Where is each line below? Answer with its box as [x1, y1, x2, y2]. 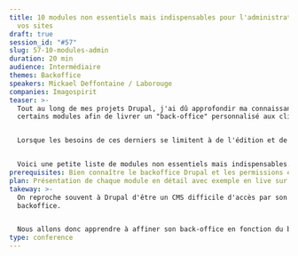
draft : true [9, 29, 53, 38]
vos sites [17, 21, 53, 30]
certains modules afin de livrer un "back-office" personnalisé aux [17, 112, 276, 121]
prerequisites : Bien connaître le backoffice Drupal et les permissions [9, 168, 284, 177]
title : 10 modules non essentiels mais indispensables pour [9, 12, 237, 22]
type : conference [9, 233, 74, 243]
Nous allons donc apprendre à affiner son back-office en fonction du [17, 225, 284, 234]
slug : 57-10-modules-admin [9, 46, 109, 55]
